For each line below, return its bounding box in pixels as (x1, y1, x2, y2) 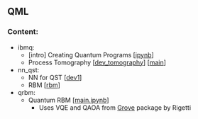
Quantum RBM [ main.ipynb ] (28, 96, 109, 104)
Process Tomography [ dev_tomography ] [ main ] (28, 58, 167, 67)
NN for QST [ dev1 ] (28, 73, 82, 81)
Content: (7, 27, 39, 37)
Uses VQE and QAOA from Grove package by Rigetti (38, 103, 192, 112)
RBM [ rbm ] (28, 81, 60, 89)
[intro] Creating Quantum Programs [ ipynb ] (28, 50, 154, 59)
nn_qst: (17, 65, 40, 74)
